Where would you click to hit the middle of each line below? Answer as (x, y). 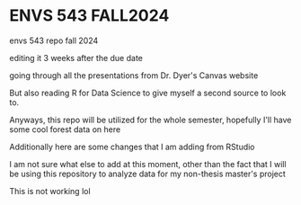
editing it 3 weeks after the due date (76, 58)
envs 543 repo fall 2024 (54, 40)
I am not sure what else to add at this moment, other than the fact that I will (148, 164)
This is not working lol (50, 191)
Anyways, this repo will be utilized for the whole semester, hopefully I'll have (150, 120)
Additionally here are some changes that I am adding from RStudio (132, 147)
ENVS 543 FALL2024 (89, 16)
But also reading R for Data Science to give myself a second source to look (148, 93)
